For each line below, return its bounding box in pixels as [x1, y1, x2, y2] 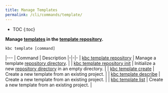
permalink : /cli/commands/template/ [5, 12, 82, 17]
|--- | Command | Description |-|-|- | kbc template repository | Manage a [5, 54, 156, 61]
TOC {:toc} [12, 26, 35, 32]
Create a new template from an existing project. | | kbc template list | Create [5, 76, 163, 82]
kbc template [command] [5, 46, 56, 51]
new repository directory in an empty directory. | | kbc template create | [5, 66, 155, 72]
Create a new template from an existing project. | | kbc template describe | [5, 71, 160, 77]
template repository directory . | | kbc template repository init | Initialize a [5, 60, 156, 66]
